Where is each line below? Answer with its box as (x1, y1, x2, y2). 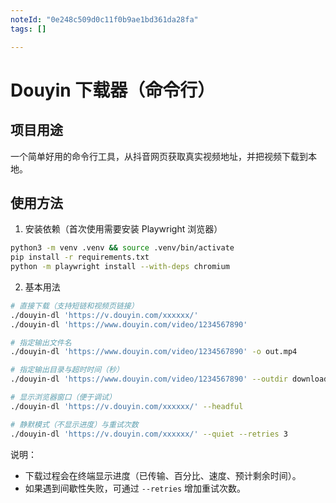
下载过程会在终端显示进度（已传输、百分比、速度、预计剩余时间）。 (24, 469, 302, 481)
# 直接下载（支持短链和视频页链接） (10, 301, 139, 311)
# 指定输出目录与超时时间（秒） (10, 365, 124, 375)
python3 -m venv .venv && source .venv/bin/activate (10, 243, 235, 253)
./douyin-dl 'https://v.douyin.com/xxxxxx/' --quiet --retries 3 (10, 429, 288, 439)
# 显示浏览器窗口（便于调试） (10, 392, 117, 403)
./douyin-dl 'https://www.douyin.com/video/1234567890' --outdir (10, 374, 288, 385)
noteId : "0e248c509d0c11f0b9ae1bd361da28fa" (10, 14, 199, 25)
